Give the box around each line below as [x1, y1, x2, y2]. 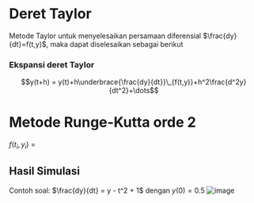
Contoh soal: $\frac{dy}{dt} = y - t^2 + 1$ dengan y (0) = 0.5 [9, 186, 205, 195]
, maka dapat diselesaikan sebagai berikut [46, 39, 184, 48]
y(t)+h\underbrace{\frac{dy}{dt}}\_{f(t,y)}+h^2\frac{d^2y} [58, 77, 247, 87]
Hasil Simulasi [9, 164, 81, 178]
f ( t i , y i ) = [9, 140, 36, 151]
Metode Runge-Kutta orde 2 [9, 113, 196, 132]
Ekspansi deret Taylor [9, 59, 95, 70]
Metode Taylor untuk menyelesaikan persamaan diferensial [9, 31, 201, 40]
